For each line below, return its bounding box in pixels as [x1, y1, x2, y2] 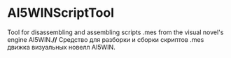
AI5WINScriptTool [7, 5, 114, 21]
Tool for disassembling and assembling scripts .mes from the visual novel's [7, 28, 224, 36]
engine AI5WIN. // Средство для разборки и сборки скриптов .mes [7, 35, 204, 43]
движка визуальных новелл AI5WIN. [7, 43, 115, 51]
